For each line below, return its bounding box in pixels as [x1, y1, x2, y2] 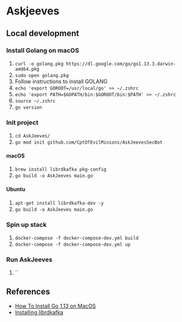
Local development [6, 28, 80, 38]
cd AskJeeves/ [14, 133, 50, 139]
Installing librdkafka [14, 308, 63, 316]
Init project [6, 118, 39, 127]
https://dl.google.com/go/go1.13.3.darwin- [65, 61, 177, 67]
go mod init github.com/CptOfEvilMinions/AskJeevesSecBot [14, 139, 163, 145]
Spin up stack [6, 220, 47, 229]
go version [14, 104, 43, 111]
